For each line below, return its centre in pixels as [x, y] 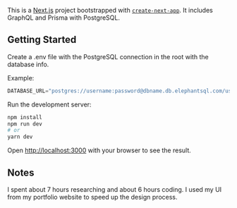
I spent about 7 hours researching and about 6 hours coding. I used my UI [115, 189]
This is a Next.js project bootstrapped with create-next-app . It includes [110, 10]
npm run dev [25, 124]
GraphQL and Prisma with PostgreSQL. [63, 18]
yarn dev [20, 137]
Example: [21, 78]
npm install [25, 117]
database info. [28, 64]
